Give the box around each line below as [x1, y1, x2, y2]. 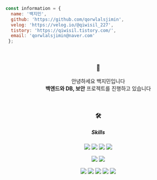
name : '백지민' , [11, 11, 47, 17]
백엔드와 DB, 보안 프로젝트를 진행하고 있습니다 [45, 85, 151, 92]
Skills [91, 128, 105, 135]
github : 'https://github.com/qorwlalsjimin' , [11, 16, 125, 22]
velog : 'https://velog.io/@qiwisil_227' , [11, 22, 114, 28]
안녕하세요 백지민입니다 [71, 78, 125, 85]
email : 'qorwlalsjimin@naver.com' [11, 33, 95, 39]
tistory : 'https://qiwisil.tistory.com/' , [11, 27, 116, 34]
